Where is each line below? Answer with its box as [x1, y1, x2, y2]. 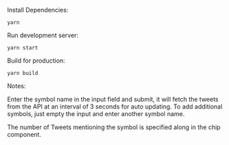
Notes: [7, 82, 26, 90]
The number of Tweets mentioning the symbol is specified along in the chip [7, 123, 221, 131]
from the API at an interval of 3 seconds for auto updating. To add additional [7, 102, 223, 111]
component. [7, 131, 41, 138]
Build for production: [7, 56, 65, 65]
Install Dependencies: [7, 6, 69, 14]
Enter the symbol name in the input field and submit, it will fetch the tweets [7, 96, 219, 103]
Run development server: [7, 31, 79, 39]
